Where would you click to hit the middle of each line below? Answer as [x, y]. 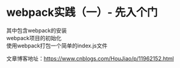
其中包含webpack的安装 [37, 30]
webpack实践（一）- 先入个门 [82, 12]
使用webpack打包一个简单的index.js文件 [57, 46]
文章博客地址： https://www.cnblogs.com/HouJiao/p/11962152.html [90, 58]
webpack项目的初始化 [34, 38]
